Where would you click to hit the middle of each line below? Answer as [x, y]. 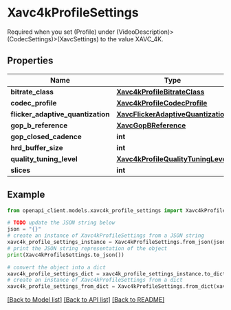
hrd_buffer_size [37, 147]
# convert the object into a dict [57, 267]
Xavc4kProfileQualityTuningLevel [173, 158]
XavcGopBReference [151, 125]
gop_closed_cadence [46, 136]
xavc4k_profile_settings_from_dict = [61, 287]
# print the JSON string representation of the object [87, 248]
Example [26, 195]
